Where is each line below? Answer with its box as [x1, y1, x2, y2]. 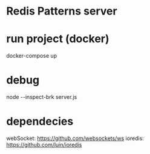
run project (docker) [6, 32, 110, 46]
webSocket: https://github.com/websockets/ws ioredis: [6, 135, 144, 142]
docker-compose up [6, 52, 57, 59]
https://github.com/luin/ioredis [6, 141, 82, 148]
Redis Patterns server [6, 4, 117, 18]
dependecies [6, 115, 74, 129]
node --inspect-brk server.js [6, 93, 77, 101]
